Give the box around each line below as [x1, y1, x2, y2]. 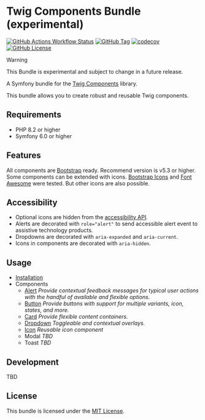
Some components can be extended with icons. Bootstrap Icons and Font [6, 173, 192, 181]
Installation [15, 274, 44, 281]
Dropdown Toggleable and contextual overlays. [24, 319, 145, 327]
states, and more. [24, 306, 69, 314]
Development [6, 357, 60, 367]
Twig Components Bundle [6, 4, 141, 18]
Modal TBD [24, 333, 53, 340]
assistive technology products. [15, 227, 93, 234]
